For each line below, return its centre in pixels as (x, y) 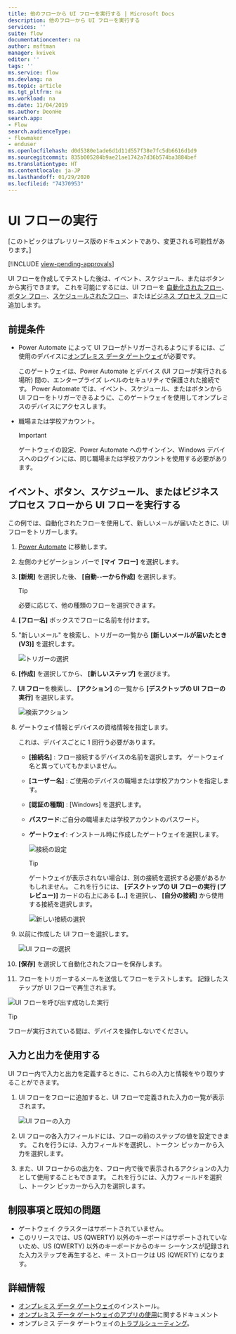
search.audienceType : (40, 131)
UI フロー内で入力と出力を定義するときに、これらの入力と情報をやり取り (113, 1073)
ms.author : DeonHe (35, 112)
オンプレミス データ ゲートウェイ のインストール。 (91, 1306)
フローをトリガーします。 (45, 532)
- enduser (22, 145)
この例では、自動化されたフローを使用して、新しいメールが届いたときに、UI (118, 523)
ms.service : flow (33, 72)
